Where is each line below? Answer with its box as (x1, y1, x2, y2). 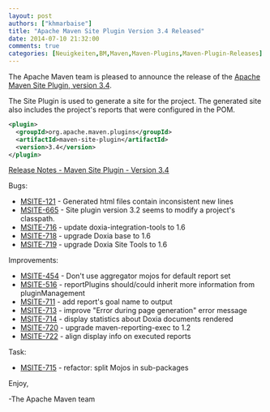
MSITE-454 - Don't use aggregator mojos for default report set (19, 271, 231, 281)
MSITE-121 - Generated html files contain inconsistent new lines (19, 196, 234, 207)
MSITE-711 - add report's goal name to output (19, 297, 173, 307)
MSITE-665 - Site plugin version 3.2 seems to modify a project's (19, 205, 235, 215)
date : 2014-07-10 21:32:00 (8, 34, 100, 43)
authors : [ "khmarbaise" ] (8, 19, 92, 28)
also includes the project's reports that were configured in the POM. (8, 105, 235, 114)
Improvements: (8, 255, 59, 265)
